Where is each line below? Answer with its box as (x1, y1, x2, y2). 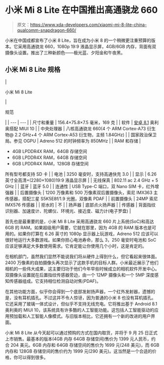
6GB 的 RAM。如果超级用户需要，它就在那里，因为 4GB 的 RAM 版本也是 (5, 224, 152, 230)
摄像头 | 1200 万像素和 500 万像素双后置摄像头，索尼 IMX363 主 (28, 189, 158, 195)
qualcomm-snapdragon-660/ (17, 27, 76, 33)
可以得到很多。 (18, 354, 48, 360)
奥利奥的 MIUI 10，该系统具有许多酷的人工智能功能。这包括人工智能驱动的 (5, 307, 154, 313)
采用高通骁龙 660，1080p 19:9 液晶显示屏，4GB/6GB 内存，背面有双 (18, 43, 157, 49)
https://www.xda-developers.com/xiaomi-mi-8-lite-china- (30, 22, 147, 28)
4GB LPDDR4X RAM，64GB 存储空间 (12, 148, 87, 154)
